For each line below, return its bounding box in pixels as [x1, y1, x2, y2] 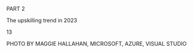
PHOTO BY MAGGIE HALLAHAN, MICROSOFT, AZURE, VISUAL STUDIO [6, 40, 187, 47]
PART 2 [6, 5, 26, 12]
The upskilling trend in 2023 [6, 17, 78, 23]
